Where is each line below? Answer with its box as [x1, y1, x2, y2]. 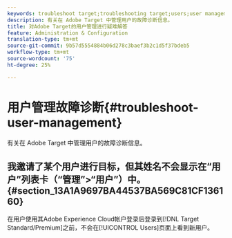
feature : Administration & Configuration [7, 29, 128, 37]
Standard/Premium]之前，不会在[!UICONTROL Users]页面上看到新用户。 [7, 223, 214, 232]
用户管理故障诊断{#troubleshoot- [7, 100, 199, 115]
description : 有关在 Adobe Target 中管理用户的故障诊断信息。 [7, 17, 173, 24]
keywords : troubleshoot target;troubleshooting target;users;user [7, 10, 202, 17]
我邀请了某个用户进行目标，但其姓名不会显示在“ [7, 161, 212, 172]
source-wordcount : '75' [7, 55, 76, 62]
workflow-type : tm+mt [7, 49, 70, 56]
